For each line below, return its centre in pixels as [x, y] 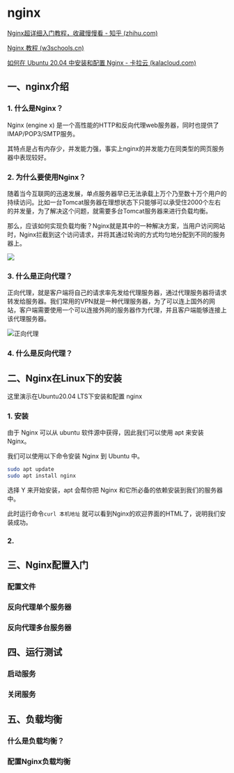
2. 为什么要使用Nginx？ [47, 177]
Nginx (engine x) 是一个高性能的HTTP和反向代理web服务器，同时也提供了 [113, 125]
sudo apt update [31, 470]
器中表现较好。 [29, 157]
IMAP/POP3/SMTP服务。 [43, 133]
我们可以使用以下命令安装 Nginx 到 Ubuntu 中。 [76, 456]
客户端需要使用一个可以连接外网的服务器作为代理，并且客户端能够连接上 [123, 310]
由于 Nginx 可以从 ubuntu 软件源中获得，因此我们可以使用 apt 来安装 [106, 433]
